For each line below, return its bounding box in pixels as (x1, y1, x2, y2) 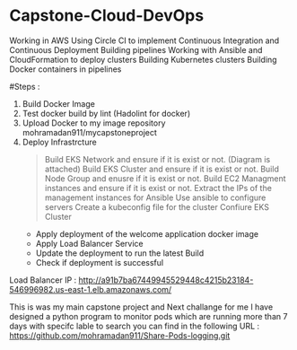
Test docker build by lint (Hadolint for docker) (22, 108, 191, 118)
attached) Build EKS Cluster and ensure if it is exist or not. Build (44, 163, 280, 174)
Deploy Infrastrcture (22, 136, 97, 147)
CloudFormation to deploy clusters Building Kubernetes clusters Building (9, 54, 277, 65)
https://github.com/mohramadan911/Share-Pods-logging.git (9, 329, 231, 341)
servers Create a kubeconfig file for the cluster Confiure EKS (44, 201, 270, 212)
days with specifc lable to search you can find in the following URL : (9, 320, 260, 331)
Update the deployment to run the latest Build (35, 248, 205, 258)
